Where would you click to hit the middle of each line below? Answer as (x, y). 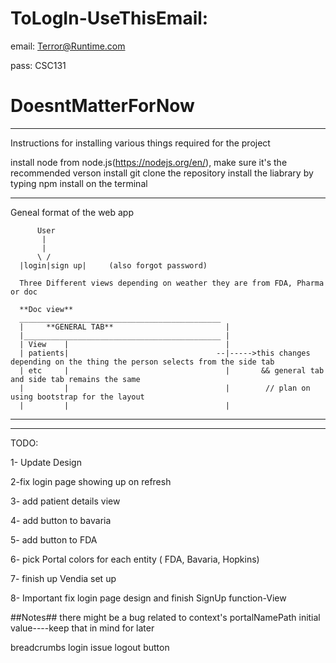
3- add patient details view (65, 501)
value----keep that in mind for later (82, 628)
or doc (24, 292)
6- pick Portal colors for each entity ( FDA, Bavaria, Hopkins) (135, 559)
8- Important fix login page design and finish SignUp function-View (148, 598)
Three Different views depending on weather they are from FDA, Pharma (172, 283)
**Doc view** (46, 309)
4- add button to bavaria (61, 520)
